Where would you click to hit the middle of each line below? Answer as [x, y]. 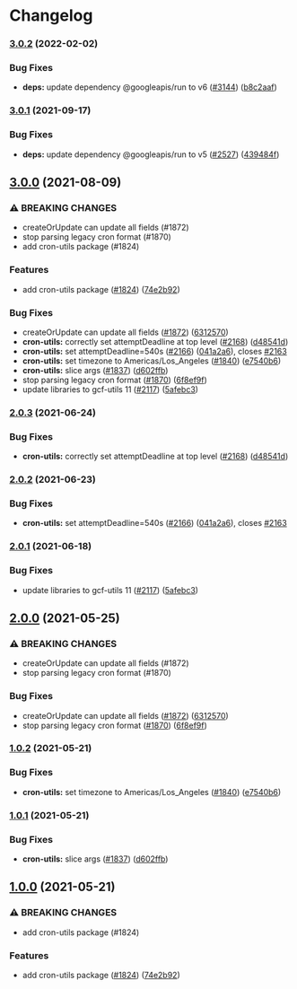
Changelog [51, 16]
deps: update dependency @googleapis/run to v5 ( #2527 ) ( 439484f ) [151, 154]
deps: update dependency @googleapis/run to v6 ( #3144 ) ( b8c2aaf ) [150, 87]
